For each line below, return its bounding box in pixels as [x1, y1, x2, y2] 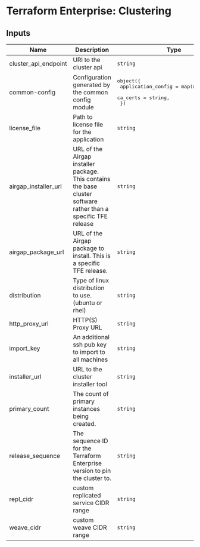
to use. [73, 291, 92, 299]
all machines [73, 355, 108, 364]
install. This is [73, 252, 111, 260]
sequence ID [73, 437, 108, 445]
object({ [117, 78, 141, 84]
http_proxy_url [9, 319, 49, 328]
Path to [73, 113, 93, 121]
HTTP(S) [73, 316, 98, 324]
